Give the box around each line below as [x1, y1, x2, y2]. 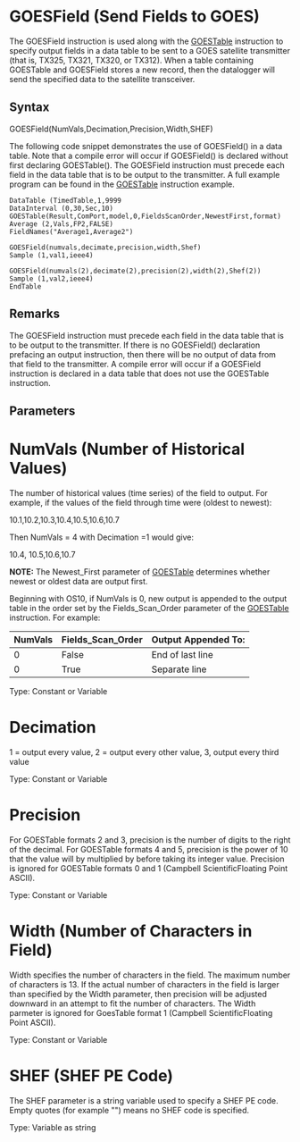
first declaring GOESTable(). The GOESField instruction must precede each [9, 159, 285, 171]
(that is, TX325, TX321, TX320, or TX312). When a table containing [9, 55, 254, 65]
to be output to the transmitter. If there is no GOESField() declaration [9, 340, 261, 350]
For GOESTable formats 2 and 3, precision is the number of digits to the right [9, 834, 291, 845]
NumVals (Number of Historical [9, 440, 246, 459]
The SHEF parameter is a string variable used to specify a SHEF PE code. [9, 1095, 279, 1105]
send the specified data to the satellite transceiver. [9, 73, 196, 84]
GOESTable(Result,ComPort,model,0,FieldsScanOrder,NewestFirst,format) [9, 212, 281, 221]
